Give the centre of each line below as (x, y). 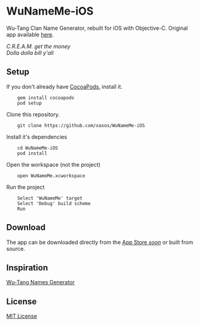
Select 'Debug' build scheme (54, 203)
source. (16, 248)
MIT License (22, 316)
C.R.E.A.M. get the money (39, 46)
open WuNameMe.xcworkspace (51, 176)
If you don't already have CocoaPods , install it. (65, 86)
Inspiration (27, 267)
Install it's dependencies (37, 137)
